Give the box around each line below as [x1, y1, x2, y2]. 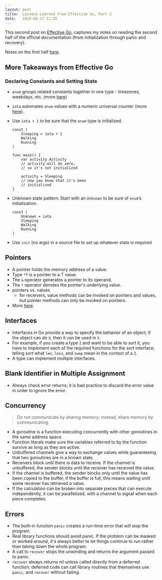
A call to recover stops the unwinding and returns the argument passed [12, 549, 155, 555]
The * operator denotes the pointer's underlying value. [12, 282, 121, 288]
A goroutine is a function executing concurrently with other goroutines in [12, 429, 158, 435]
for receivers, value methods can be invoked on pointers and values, [19, 292, 157, 298]
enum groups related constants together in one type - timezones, [12, 89, 140, 95]
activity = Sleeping [21, 174, 63, 179]
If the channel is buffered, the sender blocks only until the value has [12, 470, 148, 476]
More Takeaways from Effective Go [5, 63, 113, 71]
